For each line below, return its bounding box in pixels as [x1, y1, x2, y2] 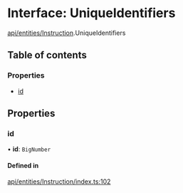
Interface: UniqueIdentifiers [7, 5, 176, 21]
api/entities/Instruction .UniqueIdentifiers [7, 28, 126, 37]
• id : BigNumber [7, 145, 51, 154]
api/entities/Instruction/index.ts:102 [7, 177, 111, 186]
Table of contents [7, 49, 87, 61]
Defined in [7, 161, 39, 169]
